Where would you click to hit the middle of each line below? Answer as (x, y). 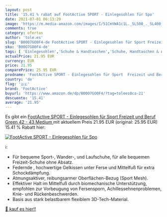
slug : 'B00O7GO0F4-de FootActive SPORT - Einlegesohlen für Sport (75, 42)
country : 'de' (20, 79)
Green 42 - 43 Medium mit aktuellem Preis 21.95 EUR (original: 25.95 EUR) (82, 122)
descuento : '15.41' (25, 98)
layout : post (19, 10)
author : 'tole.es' (24, 38)
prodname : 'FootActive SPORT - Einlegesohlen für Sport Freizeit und (80, 75)
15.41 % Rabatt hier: (25, 127)
